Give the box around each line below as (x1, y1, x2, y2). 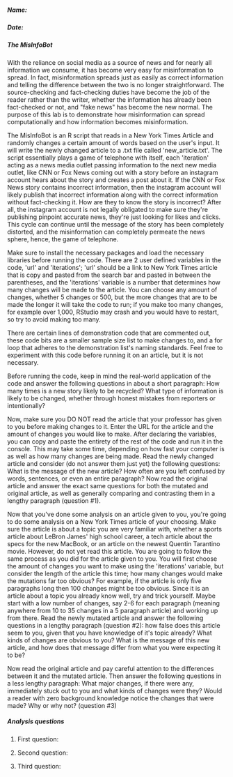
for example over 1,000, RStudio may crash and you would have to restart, (7, 308, 219, 316)
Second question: (17, 748, 68, 757)
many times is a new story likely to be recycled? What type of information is (7, 386, 224, 395)
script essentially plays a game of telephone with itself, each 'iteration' (7, 153, 209, 162)
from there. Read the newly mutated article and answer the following (7, 614, 204, 622)
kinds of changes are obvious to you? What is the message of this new (7, 635, 210, 644)
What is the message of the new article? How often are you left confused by (7, 467, 225, 475)
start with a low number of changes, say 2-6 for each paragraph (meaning (7, 598, 220, 607)
